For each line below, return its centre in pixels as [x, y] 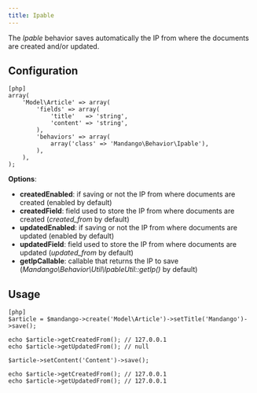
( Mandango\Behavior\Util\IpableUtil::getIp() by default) [108, 270]
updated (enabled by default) [67, 236]
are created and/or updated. [54, 46]
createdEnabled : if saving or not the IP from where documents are [127, 194]
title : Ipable [31, 15]
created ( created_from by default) [74, 219]
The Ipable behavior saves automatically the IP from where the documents [128, 38]
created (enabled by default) [66, 203]
